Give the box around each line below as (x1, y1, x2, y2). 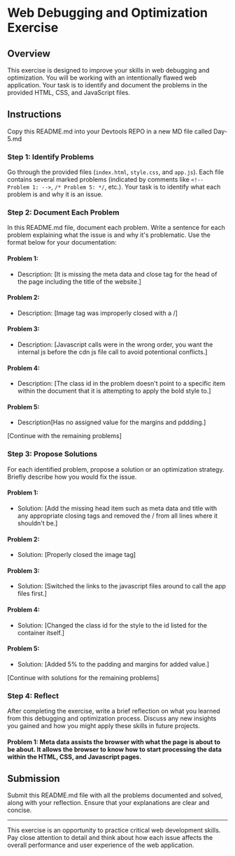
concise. (7, 806, 32, 815)
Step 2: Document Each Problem (7, 208, 120, 217)
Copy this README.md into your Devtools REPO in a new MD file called (7, 127, 212, 136)
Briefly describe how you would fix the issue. (7, 472, 137, 481)
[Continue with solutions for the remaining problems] (7, 673, 159, 682)
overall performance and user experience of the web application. (7, 841, 194, 850)
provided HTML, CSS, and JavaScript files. (7, 89, 131, 96)
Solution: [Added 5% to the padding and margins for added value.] (17, 660, 210, 668)
